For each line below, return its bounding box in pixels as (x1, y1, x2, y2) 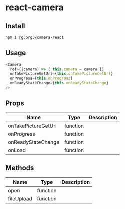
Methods (5, 164, 34, 172)
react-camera (5, 2, 64, 13)
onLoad (8, 147, 26, 154)
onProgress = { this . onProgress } (10, 76, 73, 81)
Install (5, 22, 25, 30)
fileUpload (8, 195, 33, 202)
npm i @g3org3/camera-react (5, 35, 64, 40)
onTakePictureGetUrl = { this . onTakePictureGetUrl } (10, 71, 113, 76)
